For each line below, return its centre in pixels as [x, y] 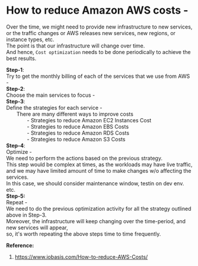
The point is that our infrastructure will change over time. [76, 46]
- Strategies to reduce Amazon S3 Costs [76, 139]
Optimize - [19, 151]
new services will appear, [37, 227]
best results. [21, 58]
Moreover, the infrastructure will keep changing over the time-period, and [96, 221]
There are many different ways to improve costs [75, 114]
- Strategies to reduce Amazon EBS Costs [78, 126]
